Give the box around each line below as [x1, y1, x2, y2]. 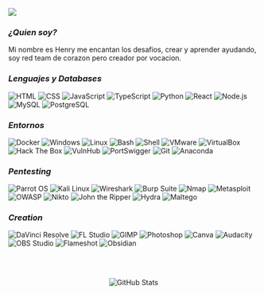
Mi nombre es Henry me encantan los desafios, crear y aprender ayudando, [8, 44, 257, 55]
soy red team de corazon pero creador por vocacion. [8, 53, 181, 63]
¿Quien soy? [8, 26, 57, 37]
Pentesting [8, 165, 52, 176]
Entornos [8, 119, 45, 130]
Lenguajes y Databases [8, 73, 102, 84]
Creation [8, 212, 44, 223]
